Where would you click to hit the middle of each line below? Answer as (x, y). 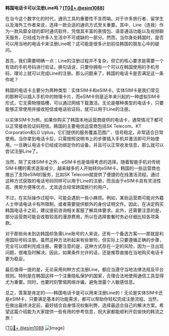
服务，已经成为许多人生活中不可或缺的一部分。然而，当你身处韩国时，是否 (87, 37)
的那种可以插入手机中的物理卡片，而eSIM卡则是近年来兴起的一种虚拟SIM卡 (83, 97)
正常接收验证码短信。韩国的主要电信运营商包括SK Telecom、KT (75, 126)
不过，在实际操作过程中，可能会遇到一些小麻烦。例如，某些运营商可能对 (80, 198)
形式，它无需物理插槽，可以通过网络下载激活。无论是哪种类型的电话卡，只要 (84, 103)
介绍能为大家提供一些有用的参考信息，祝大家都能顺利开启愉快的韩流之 (91, 312)
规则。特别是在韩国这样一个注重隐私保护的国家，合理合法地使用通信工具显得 (84, 276)
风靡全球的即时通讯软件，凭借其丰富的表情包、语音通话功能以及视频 (89, 31)
